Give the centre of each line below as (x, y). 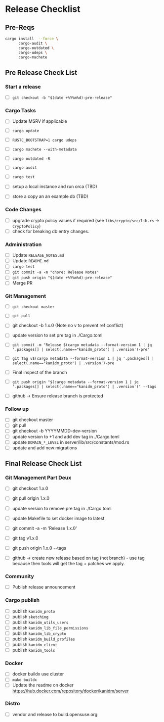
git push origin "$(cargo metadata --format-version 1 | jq (75, 382)
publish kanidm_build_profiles (43, 639)
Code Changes (23, 210)
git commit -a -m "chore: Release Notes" (55, 272)
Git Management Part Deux (38, 478)
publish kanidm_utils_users (40, 622)
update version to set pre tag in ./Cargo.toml (57, 336)
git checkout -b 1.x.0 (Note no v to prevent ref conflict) (68, 326)
